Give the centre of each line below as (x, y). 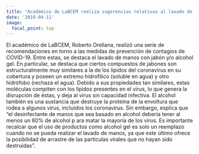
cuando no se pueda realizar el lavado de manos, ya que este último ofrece (98, 133)
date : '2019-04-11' (30, 17)
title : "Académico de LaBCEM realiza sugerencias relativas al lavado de (99, 12)
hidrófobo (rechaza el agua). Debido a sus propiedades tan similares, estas (98, 83)
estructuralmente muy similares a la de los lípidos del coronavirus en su (94, 70)
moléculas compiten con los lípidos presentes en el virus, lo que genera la (97, 89)
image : (14, 23)
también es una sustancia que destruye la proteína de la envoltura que (92, 102)
